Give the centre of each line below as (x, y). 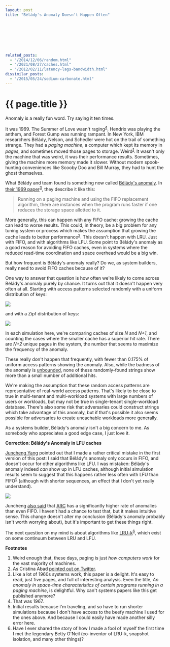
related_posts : (21, 55)
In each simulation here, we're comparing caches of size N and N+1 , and (81, 333)
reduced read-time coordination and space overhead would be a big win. (82, 253)
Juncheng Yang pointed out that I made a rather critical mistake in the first (83, 453)
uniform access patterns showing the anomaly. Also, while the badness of (82, 365)
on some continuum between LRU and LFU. (51, 538)
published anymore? (34, 596)
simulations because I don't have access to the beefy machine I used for (89, 612)
